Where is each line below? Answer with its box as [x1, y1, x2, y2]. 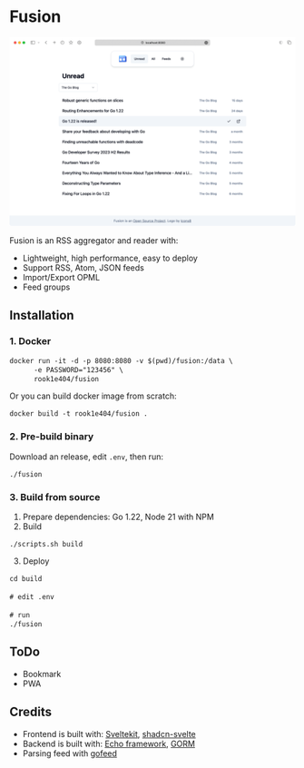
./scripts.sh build [9, 539, 83, 548]
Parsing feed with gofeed [22, 747, 118, 759]
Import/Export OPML [22, 271, 101, 282]
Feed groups [22, 281, 71, 292]
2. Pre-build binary [9, 430, 94, 443]
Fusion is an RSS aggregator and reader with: [9, 234, 179, 246]
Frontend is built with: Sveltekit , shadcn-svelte [22, 728, 197, 739]
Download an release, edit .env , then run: [9, 451, 163, 462]
